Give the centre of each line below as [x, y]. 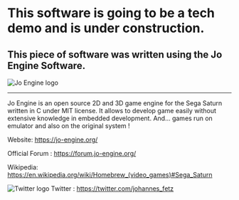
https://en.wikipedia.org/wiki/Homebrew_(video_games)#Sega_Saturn [110, 175]
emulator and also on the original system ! [69, 126]
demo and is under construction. [106, 28]
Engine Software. [47, 65]
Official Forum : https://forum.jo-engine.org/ [72, 153]
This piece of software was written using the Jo [115, 54]
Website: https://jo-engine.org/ [53, 140]
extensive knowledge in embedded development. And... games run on [110, 118]
